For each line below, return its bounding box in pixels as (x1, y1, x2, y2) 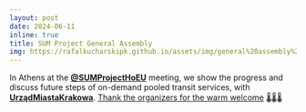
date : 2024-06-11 (9, 22, 76, 31)
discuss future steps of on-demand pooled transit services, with (9, 82, 250, 93)
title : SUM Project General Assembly (9, 38, 153, 48)
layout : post (9, 13, 59, 23)
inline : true (9, 30, 59, 39)
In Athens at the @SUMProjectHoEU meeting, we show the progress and (9, 72, 284, 83)
